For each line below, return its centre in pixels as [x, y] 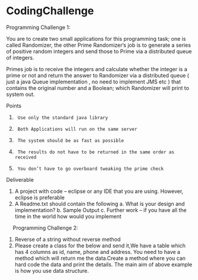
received [25, 157]
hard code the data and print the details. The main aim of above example [103, 264]
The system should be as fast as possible [71, 140]
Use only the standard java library [63, 118]
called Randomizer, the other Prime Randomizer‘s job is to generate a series [99, 45]
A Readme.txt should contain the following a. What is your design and [100, 204]
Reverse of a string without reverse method [68, 239]
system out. [20, 94]
